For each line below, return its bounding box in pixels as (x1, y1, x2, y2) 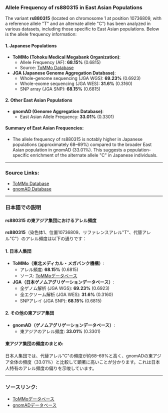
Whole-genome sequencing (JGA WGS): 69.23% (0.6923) (19, 75, 141, 81)
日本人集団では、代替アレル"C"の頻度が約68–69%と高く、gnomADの (5, 352, 148, 358)
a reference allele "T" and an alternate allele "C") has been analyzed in (5, 20, 151, 26)
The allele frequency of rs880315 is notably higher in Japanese (12, 136, 143, 142)
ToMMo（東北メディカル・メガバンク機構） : (12, 260, 105, 266)
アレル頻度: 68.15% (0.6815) (19, 266, 78, 272)
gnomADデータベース (12, 402, 57, 408)
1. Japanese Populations (5, 42, 57, 48)
